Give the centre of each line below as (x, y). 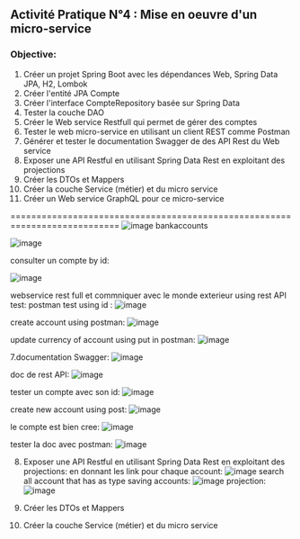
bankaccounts (181, 225)
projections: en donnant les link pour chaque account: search (154, 471)
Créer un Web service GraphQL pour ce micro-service (124, 198)
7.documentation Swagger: (60, 357)
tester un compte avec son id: (65, 391)
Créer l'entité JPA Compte (71, 93)
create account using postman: (68, 322)
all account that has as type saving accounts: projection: (145, 481)
